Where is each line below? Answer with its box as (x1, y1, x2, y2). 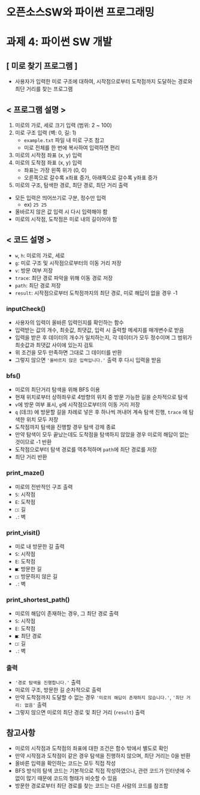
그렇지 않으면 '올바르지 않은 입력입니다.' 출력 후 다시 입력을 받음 (14, 356, 162, 364)
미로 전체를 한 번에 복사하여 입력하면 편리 (23, 144, 120, 151)
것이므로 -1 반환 (14, 439, 52, 446)
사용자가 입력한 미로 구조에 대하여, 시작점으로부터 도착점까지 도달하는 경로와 (14, 78, 193, 85)
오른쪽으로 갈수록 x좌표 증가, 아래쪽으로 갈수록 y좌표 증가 (23, 174, 157, 181)
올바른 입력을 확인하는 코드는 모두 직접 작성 (14, 760, 116, 767)
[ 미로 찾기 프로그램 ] (6, 61, 78, 71)
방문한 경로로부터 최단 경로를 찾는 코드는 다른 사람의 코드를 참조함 (14, 782, 169, 790)
